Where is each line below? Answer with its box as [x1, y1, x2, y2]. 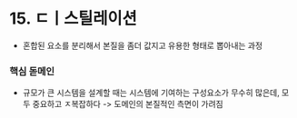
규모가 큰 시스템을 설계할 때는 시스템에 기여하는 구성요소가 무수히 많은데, [22, 87, 280, 98]
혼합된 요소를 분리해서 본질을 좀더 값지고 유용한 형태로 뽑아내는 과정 [22, 40, 263, 51]
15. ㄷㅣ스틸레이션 [9, 8, 138, 29]
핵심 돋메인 [9, 64, 55, 77]
